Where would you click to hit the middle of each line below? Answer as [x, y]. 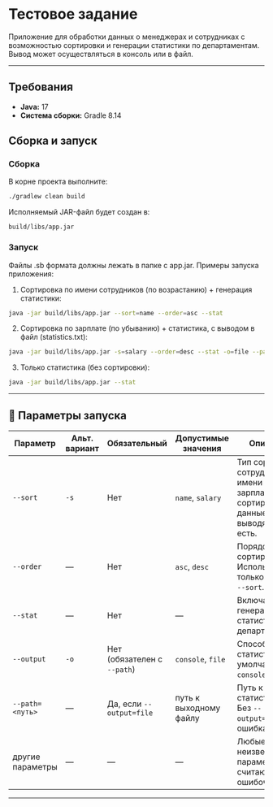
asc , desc [192, 567]
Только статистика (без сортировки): [85, 367]
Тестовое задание [73, 14]
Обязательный [137, 444]
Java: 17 [34, 106]
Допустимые [202, 438]
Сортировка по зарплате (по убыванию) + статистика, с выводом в [137, 328]
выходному [198, 708]
